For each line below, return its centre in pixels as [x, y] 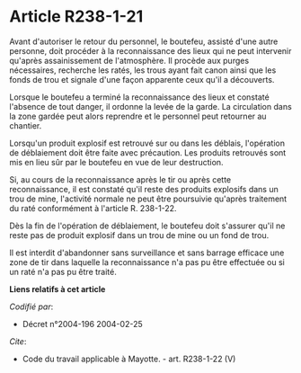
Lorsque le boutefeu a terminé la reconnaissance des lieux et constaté [139, 97]
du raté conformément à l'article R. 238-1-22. [93, 208]
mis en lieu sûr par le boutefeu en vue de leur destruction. [116, 162]
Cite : [18, 341]
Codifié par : [31, 306]
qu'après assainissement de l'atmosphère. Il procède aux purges [129, 60]
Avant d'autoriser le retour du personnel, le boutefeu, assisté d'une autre [144, 41]
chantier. [26, 125]
